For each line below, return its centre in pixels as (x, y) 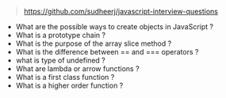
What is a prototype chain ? (60, 35)
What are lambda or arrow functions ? (78, 69)
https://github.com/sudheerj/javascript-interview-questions (121, 11)
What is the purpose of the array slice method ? (94, 43)
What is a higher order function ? (69, 85)
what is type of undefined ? (60, 60)
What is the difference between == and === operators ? (107, 52)
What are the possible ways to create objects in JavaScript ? (115, 26)
